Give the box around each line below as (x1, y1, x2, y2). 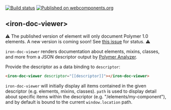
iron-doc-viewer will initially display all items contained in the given (5, 82, 146, 89)
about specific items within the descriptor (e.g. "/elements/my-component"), (5, 93, 166, 99)
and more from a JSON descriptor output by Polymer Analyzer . (5, 53, 137, 60)
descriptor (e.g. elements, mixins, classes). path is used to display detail (5, 88, 157, 94)
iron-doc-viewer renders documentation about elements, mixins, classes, (5, 48, 160, 54)
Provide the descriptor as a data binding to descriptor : (5, 64, 120, 70)
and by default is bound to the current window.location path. (5, 99, 133, 105)
